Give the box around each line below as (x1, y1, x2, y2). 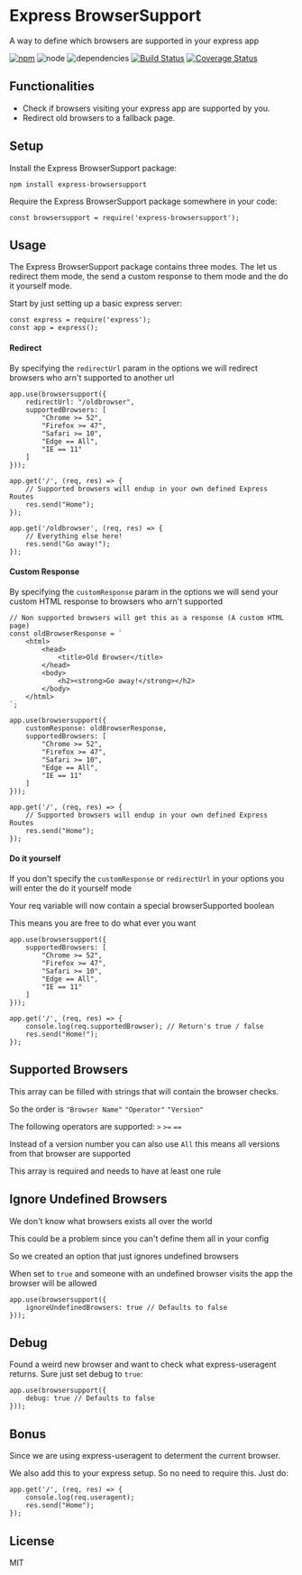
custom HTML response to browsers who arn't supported (9, 596, 224, 607)
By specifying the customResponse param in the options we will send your (9, 586, 279, 597)
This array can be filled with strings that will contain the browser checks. (9, 1085, 279, 1096)
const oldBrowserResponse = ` (9, 628, 124, 638)
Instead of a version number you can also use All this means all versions (9, 1138, 280, 1149)
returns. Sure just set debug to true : (9, 1369, 143, 1379)
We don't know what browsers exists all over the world (9, 1215, 213, 1226)
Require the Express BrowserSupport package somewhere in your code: (9, 196, 278, 206)
